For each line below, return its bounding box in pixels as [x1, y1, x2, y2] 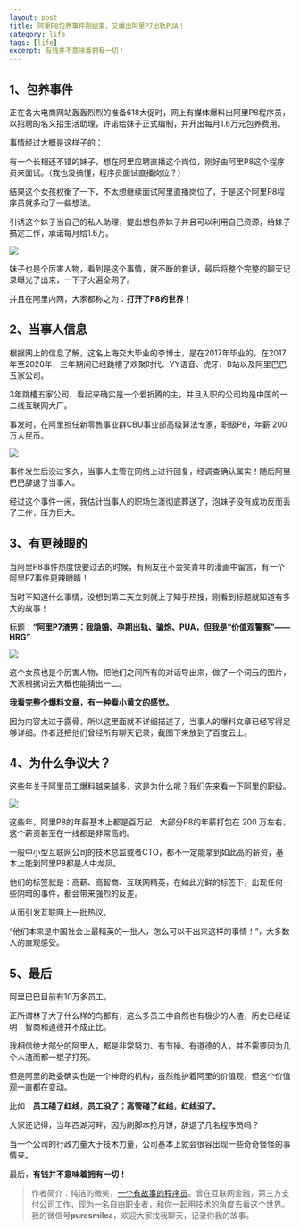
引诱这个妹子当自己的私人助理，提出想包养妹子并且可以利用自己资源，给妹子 [9, 216, 291, 227]
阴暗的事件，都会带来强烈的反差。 [16, 888, 143, 899]
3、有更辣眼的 [9, 536, 87, 551]
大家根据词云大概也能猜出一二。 [9, 678, 127, 689]
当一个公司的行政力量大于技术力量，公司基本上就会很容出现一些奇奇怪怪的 [9, 1139, 283, 1150]
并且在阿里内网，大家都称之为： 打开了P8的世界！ [9, 293, 192, 304]
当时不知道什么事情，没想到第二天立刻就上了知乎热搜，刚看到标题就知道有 [9, 591, 283, 602]
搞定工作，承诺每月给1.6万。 [9, 227, 114, 238]
